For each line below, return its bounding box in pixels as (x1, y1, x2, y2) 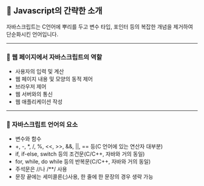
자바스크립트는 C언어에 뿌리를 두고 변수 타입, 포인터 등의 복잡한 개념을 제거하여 (6, 23, 193, 30)
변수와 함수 (15, 135, 42, 142)
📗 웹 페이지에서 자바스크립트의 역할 (6, 53, 103, 61)
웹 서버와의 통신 (15, 90, 53, 98)
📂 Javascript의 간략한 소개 (6, 5, 103, 16)
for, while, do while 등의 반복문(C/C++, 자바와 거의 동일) (15, 158, 151, 165)
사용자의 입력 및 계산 (15, 68, 64, 75)
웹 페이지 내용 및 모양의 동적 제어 (15, 75, 93, 83)
